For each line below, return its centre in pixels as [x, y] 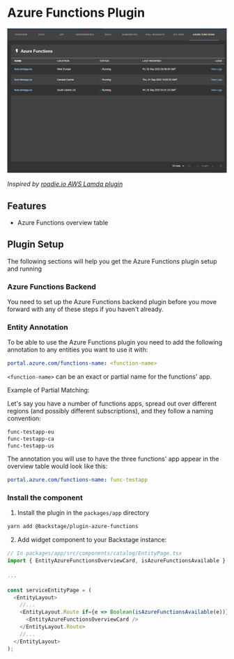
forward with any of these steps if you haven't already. [85, 309]
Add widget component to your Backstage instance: [92, 540]
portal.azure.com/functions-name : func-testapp [78, 480]
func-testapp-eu [31, 432]
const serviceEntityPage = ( [49, 590]
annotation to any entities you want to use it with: [78, 350]
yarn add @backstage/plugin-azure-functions [73, 527]
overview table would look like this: [57, 466]
